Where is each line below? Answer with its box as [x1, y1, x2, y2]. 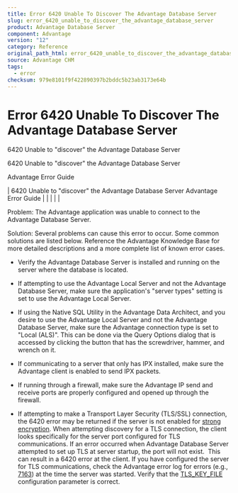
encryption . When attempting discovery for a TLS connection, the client [17, 425, 227, 433]
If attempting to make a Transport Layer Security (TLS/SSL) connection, [17, 409, 227, 419]
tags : [7, 63, 23, 70]
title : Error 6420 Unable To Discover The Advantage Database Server [7, 10, 217, 18]
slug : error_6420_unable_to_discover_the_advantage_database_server [7, 17, 214, 24]
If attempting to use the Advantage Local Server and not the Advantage [17, 279, 227, 288]
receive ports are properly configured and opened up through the [17, 388, 209, 397]
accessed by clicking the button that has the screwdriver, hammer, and [17, 338, 225, 347]
